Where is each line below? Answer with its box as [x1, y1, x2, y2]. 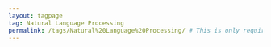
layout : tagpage [8, 11, 63, 20]
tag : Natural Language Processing [8, 19, 125, 27]
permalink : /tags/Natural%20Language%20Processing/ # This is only [8, 26, 240, 34]
